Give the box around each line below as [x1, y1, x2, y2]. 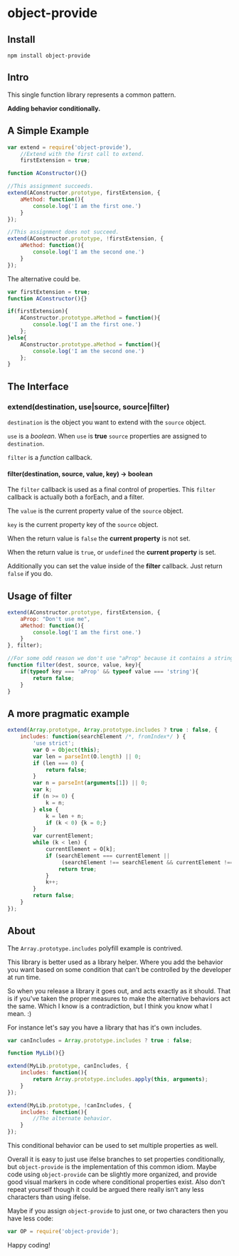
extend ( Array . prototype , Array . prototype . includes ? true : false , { [7, 726, 218, 734]
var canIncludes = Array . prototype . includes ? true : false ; [7, 1037, 193, 1044]
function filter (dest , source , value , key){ [7, 661, 142, 669]
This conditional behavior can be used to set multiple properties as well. [7, 1141, 218, 1150]
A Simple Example [7, 125, 90, 137]
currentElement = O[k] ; [45, 846, 116, 853]
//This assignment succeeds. [7, 183, 94, 190]
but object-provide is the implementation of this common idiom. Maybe [7, 1163, 217, 1171]
